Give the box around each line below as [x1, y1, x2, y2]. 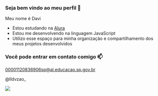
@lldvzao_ [5, 76, 26, 82]
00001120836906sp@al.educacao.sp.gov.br [5, 66, 96, 72]
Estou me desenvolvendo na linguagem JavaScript [12, 31, 116, 36]
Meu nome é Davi [5, 16, 41, 22]
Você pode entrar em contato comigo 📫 [5, 54, 103, 61]
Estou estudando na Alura [12, 25, 65, 31]
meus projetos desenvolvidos [12, 41, 73, 47]
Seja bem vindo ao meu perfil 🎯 [5, 4, 81, 11]
